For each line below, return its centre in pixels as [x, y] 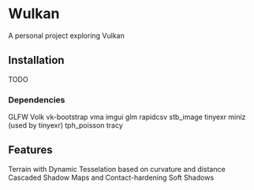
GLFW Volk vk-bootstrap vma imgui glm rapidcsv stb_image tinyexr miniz [127, 117]
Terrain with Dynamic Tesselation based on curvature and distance [117, 169]
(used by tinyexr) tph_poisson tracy [66, 125]
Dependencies [37, 99]
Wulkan [34, 14]
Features [30, 150]
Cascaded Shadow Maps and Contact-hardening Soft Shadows [111, 177]
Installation [36, 60]
